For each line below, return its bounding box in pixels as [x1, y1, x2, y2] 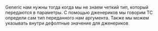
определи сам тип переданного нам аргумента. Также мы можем [5, 15, 149, 20]
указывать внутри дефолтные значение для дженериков [5, 20, 129, 26]
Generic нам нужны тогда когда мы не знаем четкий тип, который [5, 4, 149, 10]
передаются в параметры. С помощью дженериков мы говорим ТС [5, 9, 153, 15]
